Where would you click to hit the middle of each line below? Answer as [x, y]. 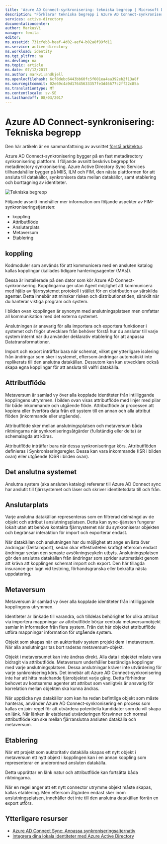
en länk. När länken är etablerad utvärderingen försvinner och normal [76, 714]
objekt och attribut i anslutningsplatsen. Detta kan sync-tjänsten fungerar [80, 522]
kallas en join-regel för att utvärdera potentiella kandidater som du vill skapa [83, 709]
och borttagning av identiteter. [36, 182]
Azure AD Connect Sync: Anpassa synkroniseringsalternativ [74, 831]
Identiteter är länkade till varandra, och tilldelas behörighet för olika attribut [82, 616]
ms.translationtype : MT [30, 88]
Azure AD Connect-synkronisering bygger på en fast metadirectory [74, 156]
